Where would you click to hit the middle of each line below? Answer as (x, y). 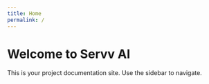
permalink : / (26, 20)
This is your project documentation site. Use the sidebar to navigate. (104, 73)
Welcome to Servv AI (69, 54)
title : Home (24, 13)
